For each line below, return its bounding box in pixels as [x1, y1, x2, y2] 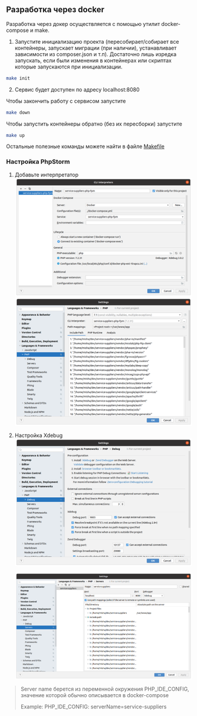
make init [6, 75, 31, 81]
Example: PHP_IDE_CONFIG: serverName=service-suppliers [20, 703, 167, 710]
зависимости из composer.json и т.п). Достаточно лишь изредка [14, 50, 177, 58]
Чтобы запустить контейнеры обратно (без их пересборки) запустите [6, 120, 183, 127]
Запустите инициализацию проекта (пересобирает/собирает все [14, 38, 179, 45]
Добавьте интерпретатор [14, 171, 78, 178]
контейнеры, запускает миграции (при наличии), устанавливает [14, 44, 177, 51]
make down [6, 109, 31, 116]
